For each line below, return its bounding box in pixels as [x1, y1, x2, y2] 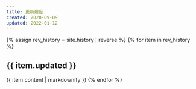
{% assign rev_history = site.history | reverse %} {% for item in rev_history [6, 37, 191, 44]
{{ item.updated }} [6, 60, 77, 70]
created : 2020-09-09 [6, 14, 58, 20]
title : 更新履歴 [6, 8, 43, 15]
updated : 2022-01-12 [6, 20, 58, 26]
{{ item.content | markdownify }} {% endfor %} [6, 76, 122, 84]
